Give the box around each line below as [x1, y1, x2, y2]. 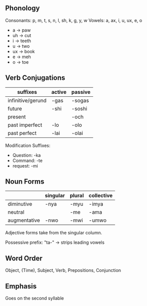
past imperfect [8, 121, 43, 128]
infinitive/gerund [8, 97, 47, 104]
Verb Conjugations [5, 74, 65, 82]
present [8, 113, 26, 120]
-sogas [71, 97, 89, 104]
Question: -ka [12, 152, 41, 158]
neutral [8, 209, 25, 216]
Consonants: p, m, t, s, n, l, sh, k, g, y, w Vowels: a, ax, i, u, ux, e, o [5, 17, 142, 23]
